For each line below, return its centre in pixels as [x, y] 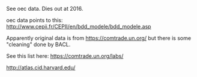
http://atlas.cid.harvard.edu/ [41, 67]
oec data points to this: [35, 20]
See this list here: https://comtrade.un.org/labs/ [65, 56]
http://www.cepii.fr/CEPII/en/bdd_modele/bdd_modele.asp [79, 27]
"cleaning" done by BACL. [38, 44]
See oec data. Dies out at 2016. [45, 9]
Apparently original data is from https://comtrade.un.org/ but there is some [98, 38]
